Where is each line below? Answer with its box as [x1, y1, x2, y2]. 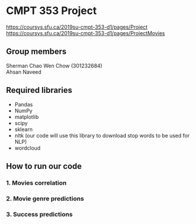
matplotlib [14, 113, 39, 120]
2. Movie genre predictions [6, 194, 84, 202]
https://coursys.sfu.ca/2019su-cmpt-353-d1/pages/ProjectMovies [6, 29, 165, 36]
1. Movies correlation [6, 178, 67, 187]
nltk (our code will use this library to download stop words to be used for [14, 132, 190, 139]
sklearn [14, 126, 33, 133]
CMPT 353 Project [6, 4, 97, 18]
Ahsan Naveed [6, 68, 42, 75]
